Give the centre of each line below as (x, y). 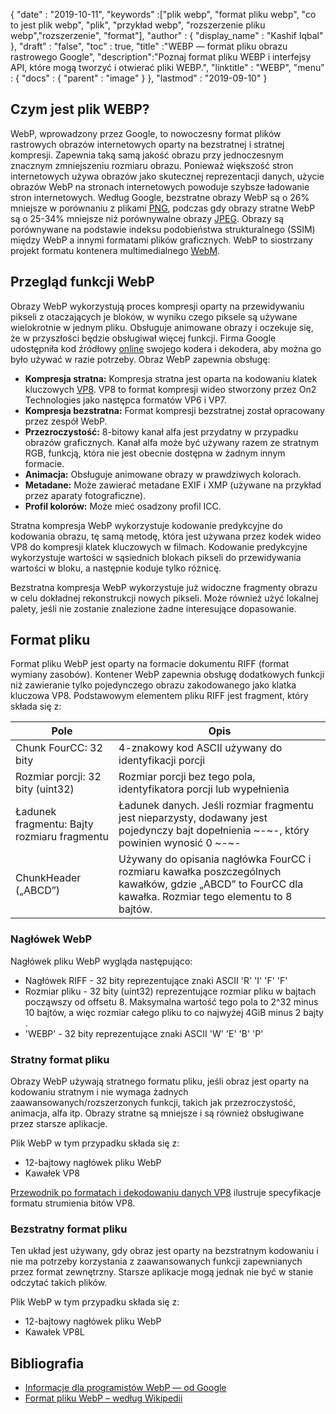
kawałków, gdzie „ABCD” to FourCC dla (211, 884)
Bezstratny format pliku (69, 1229)
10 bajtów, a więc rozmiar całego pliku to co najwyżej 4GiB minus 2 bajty (174, 1012)
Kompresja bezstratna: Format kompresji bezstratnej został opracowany (174, 410)
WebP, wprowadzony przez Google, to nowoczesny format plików (146, 133)
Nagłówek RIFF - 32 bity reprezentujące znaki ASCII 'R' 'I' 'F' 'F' (156, 980)
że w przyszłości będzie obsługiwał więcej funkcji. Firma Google (143, 338)
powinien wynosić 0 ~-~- (180, 843)
